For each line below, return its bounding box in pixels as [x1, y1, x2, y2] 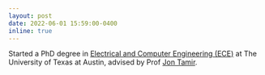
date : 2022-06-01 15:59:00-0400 [8, 19, 118, 27]
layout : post [8, 11, 53, 20]
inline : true [8, 27, 53, 35]
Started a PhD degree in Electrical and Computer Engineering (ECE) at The [8, 49, 258, 59]
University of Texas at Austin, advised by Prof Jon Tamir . [8, 57, 198, 67]
